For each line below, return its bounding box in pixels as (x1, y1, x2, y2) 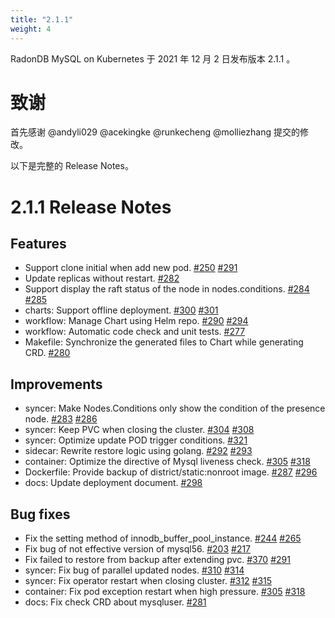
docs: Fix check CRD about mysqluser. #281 (24, 596, 207, 608)
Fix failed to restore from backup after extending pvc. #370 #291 (24, 554, 291, 566)
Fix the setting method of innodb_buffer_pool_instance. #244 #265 (24, 532, 302, 545)
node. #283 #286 (24, 413, 98, 425)
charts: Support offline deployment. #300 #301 (24, 304, 219, 316)
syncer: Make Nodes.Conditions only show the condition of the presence (24, 402, 326, 415)
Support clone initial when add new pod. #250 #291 (24, 262, 238, 274)
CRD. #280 (24, 347, 71, 359)
